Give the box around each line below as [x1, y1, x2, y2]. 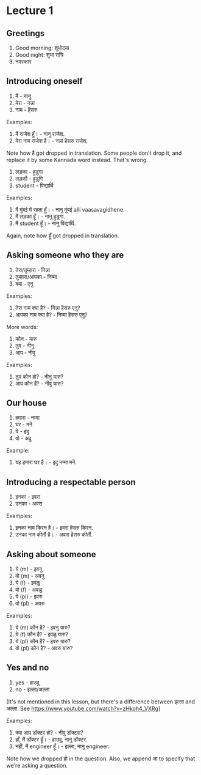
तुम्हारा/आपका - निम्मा [15, 273, 57, 280]
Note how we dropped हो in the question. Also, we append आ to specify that [6, 755, 196, 762]
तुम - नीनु [15, 342, 35, 349]
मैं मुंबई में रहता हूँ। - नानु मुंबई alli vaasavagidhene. [15, 206, 125, 213]
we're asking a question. [6, 762, 68, 769]
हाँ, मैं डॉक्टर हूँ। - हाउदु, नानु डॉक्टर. [15, 735, 88, 743]
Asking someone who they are [6, 250, 124, 261]
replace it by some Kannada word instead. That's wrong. [6, 156, 148, 163]
